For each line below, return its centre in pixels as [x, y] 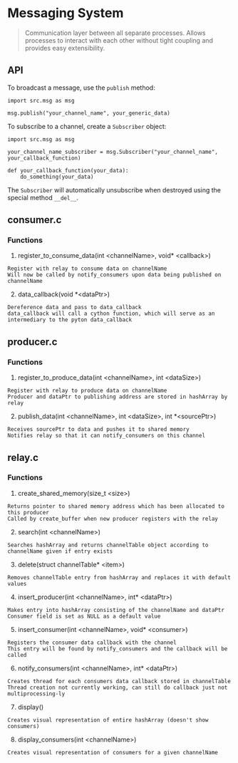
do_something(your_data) [57, 177]
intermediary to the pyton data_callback [70, 320]
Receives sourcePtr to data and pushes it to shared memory [99, 430]
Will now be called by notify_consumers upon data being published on [114, 275]
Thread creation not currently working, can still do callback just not [118, 687]
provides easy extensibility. [65, 48]
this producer [29, 512]
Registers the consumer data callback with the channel [92, 643]
